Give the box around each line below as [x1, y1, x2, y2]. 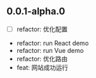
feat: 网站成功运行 [16, 63, 69, 72]
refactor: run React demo [16, 38, 89, 47]
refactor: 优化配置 [16, 24, 67, 33]
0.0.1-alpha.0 [6, 6, 65, 17]
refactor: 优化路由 [16, 54, 67, 63]
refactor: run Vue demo [16, 46, 84, 54]
